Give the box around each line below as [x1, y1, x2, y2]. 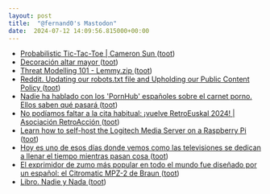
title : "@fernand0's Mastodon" [8, 19, 117, 27]
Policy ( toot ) [19, 83, 61, 93]
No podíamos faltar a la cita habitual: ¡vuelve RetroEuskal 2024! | [19, 109, 235, 118]
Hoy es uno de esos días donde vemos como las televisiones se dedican [19, 142, 262, 153]
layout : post [8, 11, 52, 20]
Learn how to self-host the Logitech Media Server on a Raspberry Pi [19, 126, 247, 135]
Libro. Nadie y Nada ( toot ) [19, 177, 107, 187]
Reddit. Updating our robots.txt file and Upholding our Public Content [19, 74, 250, 85]
